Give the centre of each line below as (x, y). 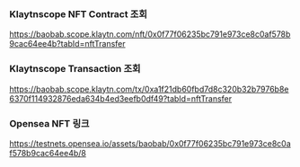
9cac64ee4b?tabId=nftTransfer (67, 44)
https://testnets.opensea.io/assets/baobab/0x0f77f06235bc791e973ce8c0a (150, 143)
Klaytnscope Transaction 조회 (75, 69)
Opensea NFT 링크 (49, 123)
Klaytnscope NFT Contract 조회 (79, 13)
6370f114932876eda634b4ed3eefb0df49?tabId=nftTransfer (121, 98)
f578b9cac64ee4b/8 (48, 153)
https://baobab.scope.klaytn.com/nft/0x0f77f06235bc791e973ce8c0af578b (150, 34)
